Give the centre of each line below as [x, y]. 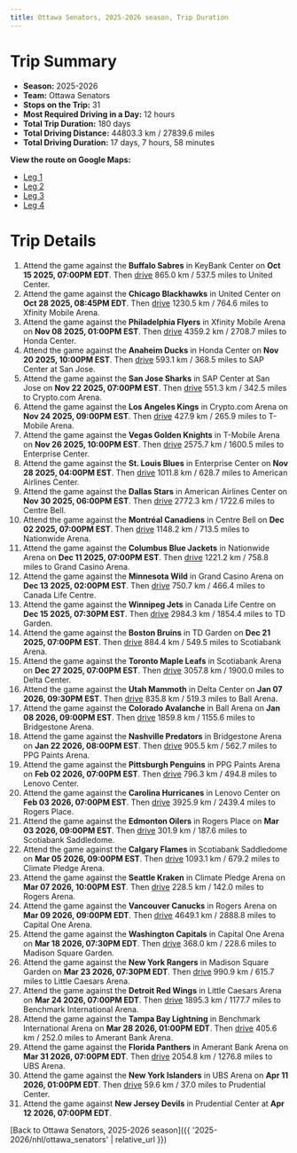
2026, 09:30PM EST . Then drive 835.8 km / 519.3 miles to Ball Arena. [150, 698]
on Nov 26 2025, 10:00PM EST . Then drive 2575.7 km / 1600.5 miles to [153, 444]
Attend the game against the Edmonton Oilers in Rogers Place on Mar [151, 821]
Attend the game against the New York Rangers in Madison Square [146, 962]
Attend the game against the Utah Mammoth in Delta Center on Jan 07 [152, 689]
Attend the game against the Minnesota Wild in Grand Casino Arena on [153, 576]
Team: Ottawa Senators [66, 95]
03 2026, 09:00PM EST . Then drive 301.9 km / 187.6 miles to [135, 830]
